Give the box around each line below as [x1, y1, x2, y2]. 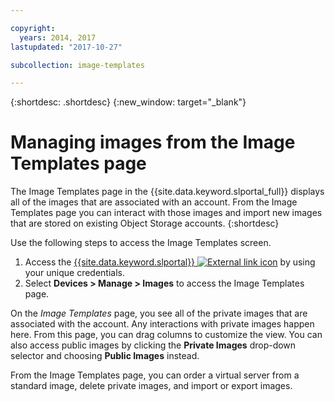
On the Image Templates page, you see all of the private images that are [10, 307, 308, 320]
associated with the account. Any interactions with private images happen [10, 318, 315, 330]
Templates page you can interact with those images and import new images [10, 207, 323, 219]
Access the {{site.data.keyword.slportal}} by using [24, 256, 316, 268]
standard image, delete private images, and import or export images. [10, 380, 293, 392]
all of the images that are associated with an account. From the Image [10, 196, 298, 208]
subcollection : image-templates [10, 60, 145, 70]
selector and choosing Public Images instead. [10, 350, 200, 362]
